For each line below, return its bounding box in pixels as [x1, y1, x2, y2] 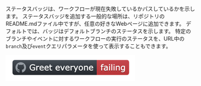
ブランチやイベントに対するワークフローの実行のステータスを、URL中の [5, 35, 185, 42]
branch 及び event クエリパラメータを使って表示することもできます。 [5, 42, 172, 50]
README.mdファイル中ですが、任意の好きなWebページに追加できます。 [5, 20, 185, 27]
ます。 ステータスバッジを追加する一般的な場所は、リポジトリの [5, 13, 165, 20]
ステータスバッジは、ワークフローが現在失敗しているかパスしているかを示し [5, 5, 196, 12]
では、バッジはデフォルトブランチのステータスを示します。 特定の [26, 27, 191, 35]
